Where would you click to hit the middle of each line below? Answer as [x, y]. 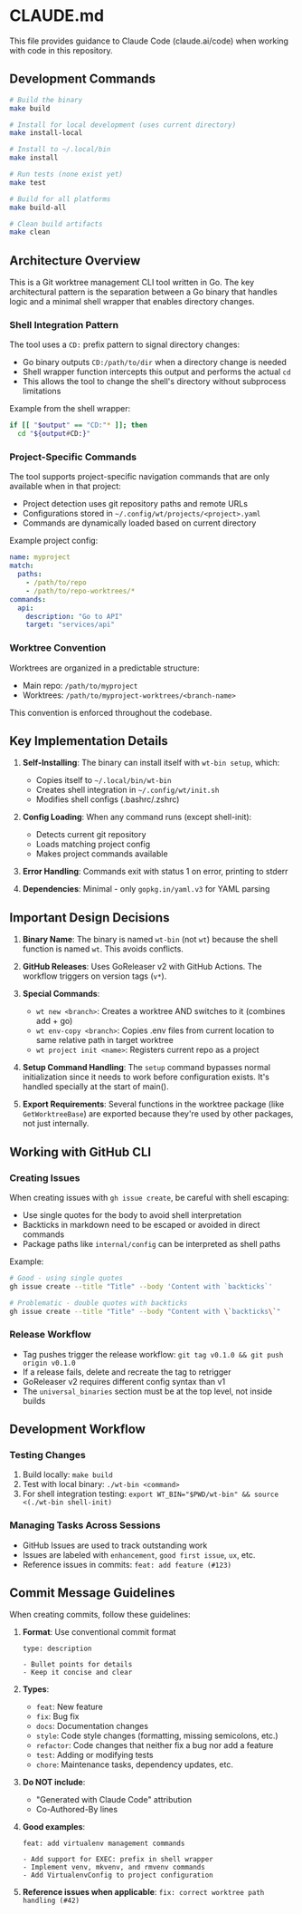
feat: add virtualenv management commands [104, 1844]
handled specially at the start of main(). [95, 1087]
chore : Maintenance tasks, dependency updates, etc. [134, 1764]
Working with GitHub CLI [80, 1152]
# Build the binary [46, 100]
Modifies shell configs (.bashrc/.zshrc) [108, 799]
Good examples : [54, 1827]
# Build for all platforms [60, 199]
